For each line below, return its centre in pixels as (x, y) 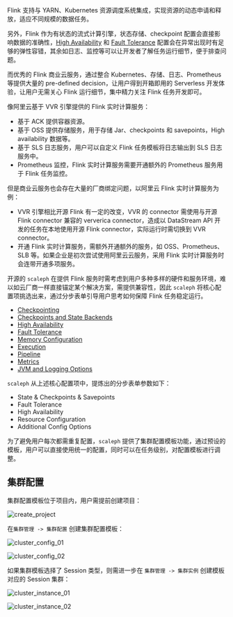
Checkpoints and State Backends (65, 317)
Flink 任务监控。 (48, 173)
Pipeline (29, 354)
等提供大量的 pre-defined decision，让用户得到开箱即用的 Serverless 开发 (113, 83)
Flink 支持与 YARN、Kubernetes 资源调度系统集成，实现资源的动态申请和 (111, 10)
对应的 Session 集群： (39, 579)
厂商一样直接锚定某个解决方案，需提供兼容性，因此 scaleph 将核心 (120, 287)
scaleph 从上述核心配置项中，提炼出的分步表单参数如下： (89, 383)
